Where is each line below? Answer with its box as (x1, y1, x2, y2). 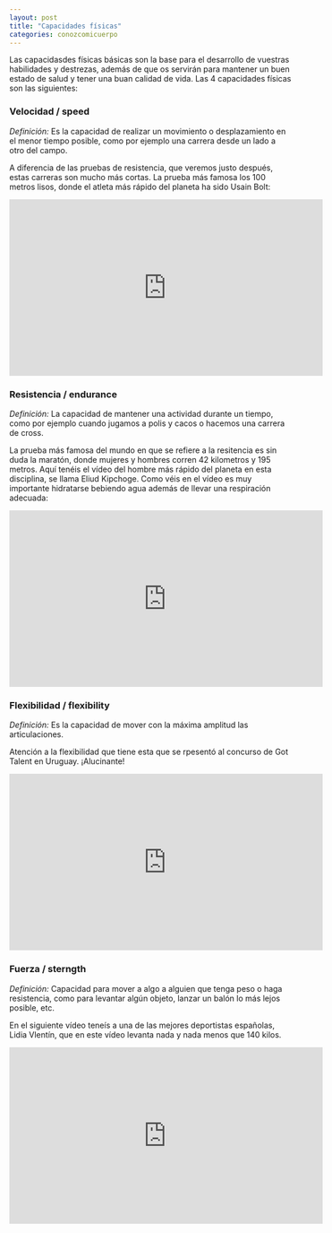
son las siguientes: (9, 82, 79, 94)
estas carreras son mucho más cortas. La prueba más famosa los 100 (9, 171, 266, 182)
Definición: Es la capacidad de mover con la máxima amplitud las (9, 719, 249, 731)
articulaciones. (9, 729, 64, 740)
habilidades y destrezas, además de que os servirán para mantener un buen (9, 64, 290, 74)
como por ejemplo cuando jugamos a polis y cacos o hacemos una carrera (9, 418, 285, 429)
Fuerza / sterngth (9, 963, 87, 976)
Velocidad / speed (9, 105, 89, 117)
